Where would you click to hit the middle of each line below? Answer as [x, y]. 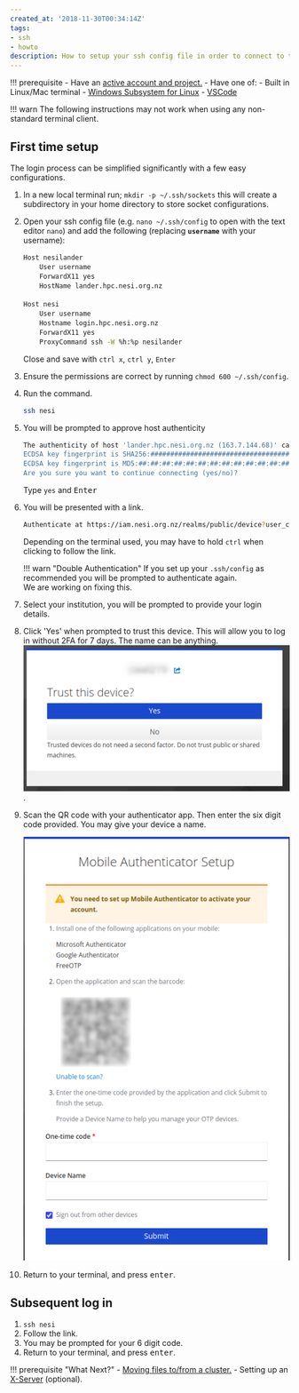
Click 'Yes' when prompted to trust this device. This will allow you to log [154, 631]
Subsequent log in [62, 1303]
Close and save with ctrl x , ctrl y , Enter [99, 359]
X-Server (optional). [47, 1379]
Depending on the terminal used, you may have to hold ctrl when [143, 541]
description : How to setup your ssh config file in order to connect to [147, 56]
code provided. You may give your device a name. [114, 824]
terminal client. [72, 119]
